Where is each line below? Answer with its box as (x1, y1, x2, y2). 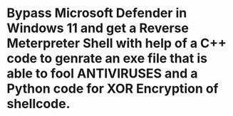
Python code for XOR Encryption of (6, 80, 219, 97)
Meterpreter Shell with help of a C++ (6, 36, 227, 51)
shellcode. (6, 96, 71, 112)
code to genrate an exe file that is (6, 51, 208, 67)
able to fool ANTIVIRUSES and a (6, 65, 198, 82)
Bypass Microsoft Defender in (6, 5, 187, 21)
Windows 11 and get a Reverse (6, 20, 190, 36)
